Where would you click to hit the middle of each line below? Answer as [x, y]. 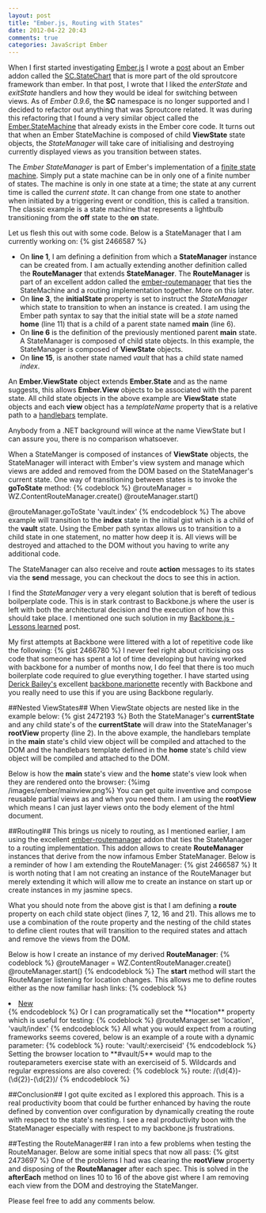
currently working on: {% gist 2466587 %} [78, 242]
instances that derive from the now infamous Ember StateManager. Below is [132, 856]
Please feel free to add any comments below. [82, 1201]
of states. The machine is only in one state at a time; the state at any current [132, 184]
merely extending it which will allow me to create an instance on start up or [131, 882]
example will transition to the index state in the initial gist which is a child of [131, 521]
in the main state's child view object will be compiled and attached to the [127, 742]
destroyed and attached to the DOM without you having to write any [119, 545]
